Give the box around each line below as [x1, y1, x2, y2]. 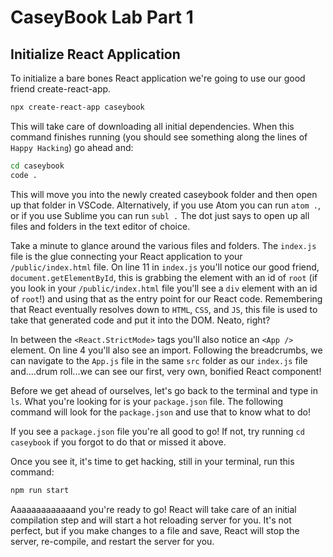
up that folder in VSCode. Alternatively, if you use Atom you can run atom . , [10, 199, 322, 211]
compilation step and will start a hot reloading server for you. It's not [10, 514, 292, 526]
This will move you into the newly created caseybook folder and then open [10, 188, 318, 200]
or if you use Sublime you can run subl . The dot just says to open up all [10, 209, 310, 221]
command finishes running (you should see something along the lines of [10, 131, 308, 143]
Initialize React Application [10, 46, 181, 63]
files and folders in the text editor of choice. [10, 220, 191, 232]
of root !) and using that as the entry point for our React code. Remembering [10, 292, 323, 305]
